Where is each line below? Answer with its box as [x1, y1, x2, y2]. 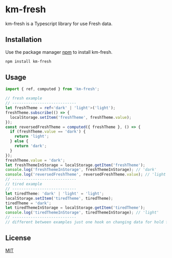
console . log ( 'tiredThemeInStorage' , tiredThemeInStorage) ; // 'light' [5, 210, 159, 216]
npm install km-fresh [5, 59, 52, 64]
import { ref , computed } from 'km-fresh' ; [5, 87, 100, 92]
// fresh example [5, 96, 42, 101]
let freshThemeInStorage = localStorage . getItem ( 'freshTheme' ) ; [5, 162, 145, 167]
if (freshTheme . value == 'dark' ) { [10, 129, 86, 134]
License [5, 234, 31, 243]
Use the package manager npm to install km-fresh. [5, 49, 113, 55]
